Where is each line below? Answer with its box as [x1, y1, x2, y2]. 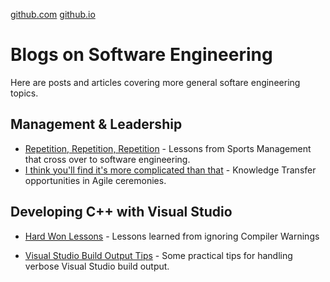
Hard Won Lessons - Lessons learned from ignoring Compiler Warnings [24, 230, 320, 242]
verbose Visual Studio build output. [24, 260, 170, 272]
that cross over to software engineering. [24, 153, 191, 165]
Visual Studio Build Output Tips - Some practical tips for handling [24, 249, 293, 261]
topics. [10, 87, 39, 99]
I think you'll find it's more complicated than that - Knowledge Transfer [24, 164, 317, 176]
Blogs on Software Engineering [10, 44, 273, 66]
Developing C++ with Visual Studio [10, 204, 233, 221]
